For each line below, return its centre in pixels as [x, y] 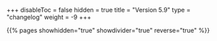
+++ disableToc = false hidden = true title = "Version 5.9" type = [98, 10]
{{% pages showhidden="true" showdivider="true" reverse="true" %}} [108, 30]
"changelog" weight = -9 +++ [49, 17]
